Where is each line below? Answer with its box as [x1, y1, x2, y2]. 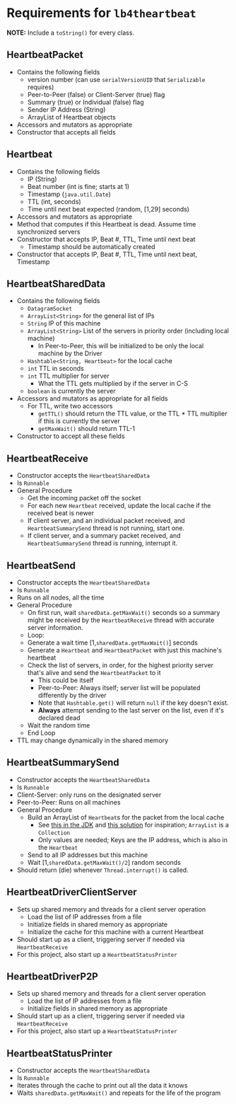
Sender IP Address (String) [27, 105, 106, 114]
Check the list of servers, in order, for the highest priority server [27, 661, 213, 669]
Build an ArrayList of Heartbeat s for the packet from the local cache [27, 812, 225, 822]
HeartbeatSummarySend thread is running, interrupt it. [27, 539, 178, 548]
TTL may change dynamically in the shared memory [16, 736, 169, 744]
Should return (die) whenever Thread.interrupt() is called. [16, 866, 189, 874]
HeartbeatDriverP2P [6, 971, 98, 983]
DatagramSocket [27, 306, 72, 313]
